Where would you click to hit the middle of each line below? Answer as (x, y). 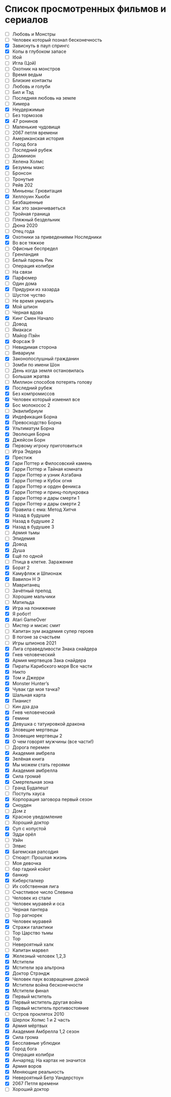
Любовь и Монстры (34, 34)
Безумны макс (28, 167)
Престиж (22, 457)
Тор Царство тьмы (33, 933)
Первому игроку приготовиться (47, 446)
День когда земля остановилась (48, 370)
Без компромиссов (33, 393)
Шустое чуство (29, 295)
